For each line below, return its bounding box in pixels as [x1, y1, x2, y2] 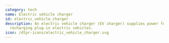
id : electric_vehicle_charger [5, 16, 69, 21]
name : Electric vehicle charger [5, 12, 73, 17]
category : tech [5, 7, 37, 12]
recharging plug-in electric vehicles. [10, 26, 94, 31]
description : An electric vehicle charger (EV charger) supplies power [5, 21, 158, 26]
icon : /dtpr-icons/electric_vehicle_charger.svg [5, 30, 109, 35]
